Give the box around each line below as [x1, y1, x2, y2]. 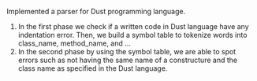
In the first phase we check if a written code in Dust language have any [17, 22, 249, 31]
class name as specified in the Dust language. [17, 64, 168, 73]
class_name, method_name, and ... [17, 39, 131, 48]
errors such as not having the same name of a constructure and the [17, 55, 237, 64]
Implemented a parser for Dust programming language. [6, 7, 186, 16]
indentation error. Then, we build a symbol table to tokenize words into [17, 31, 248, 39]
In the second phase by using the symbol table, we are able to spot [17, 47, 237, 56]
